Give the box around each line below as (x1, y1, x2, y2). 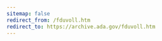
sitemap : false (6, 10, 51, 17)
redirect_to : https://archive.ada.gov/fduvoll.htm (6, 23, 156, 30)
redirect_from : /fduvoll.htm (6, 17, 91, 24)
